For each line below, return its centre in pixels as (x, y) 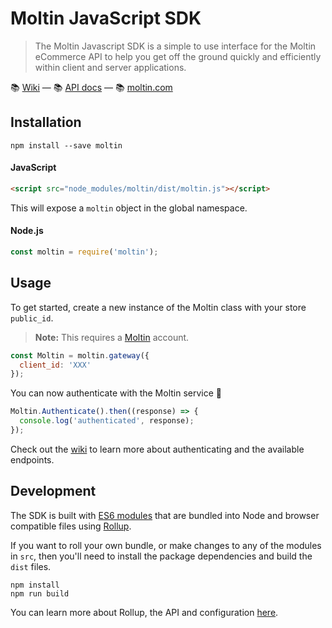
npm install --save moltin (66, 145)
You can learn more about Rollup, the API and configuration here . (144, 612)
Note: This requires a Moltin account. (112, 337)
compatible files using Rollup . (71, 526)
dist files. (31, 566)
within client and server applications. (110, 67)
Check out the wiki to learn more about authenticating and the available (157, 449)
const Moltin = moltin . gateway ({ (80, 355)
